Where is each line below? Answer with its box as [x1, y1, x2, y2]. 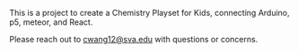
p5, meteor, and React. [9, 17, 93, 27]
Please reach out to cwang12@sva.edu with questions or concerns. [9, 34, 259, 44]
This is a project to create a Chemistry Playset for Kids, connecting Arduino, [9, 8, 290, 18]
